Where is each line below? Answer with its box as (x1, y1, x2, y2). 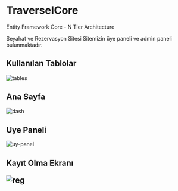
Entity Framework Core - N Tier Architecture (6, 23, 115, 30)
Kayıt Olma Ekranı (6, 158, 74, 168)
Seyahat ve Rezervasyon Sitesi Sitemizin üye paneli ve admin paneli (6, 35, 173, 42)
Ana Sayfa (6, 92, 46, 102)
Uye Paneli (6, 125, 46, 135)
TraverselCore (6, 4, 79, 17)
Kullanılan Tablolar (6, 58, 77, 69)
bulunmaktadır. (6, 41, 43, 48)
